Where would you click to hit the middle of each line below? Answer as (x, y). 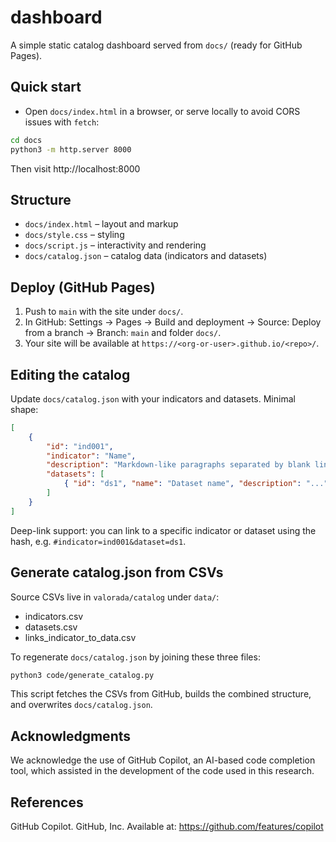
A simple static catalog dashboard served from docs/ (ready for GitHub (156, 45)
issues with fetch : (62, 122)
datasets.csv (51, 627)
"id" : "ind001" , (80, 446)
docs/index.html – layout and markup (101, 224)
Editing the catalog (70, 374)
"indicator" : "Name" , (91, 456)
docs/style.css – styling (74, 235)
